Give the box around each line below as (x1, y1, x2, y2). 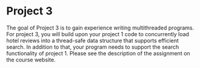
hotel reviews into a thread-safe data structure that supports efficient (6, 37, 179, 44)
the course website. (6, 56, 56, 63)
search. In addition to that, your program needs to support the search (6, 43, 179, 51)
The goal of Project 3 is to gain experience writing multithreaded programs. (6, 24, 195, 31)
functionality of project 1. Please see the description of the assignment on (6, 49, 190, 57)
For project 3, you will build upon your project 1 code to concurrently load (6, 30, 190, 37)
